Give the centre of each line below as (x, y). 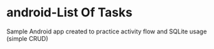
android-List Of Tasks (70, 13)
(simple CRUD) (27, 38)
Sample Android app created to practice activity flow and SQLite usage (107, 31)
